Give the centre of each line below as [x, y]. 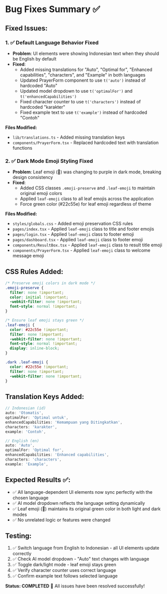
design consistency [33, 177]
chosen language [30, 498]
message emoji [28, 256]
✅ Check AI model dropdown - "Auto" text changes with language [81, 559]
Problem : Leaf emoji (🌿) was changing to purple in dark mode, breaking [87, 172]
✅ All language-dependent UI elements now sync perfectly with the [82, 492]
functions [22, 148]
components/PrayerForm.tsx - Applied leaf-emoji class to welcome [81, 250]
